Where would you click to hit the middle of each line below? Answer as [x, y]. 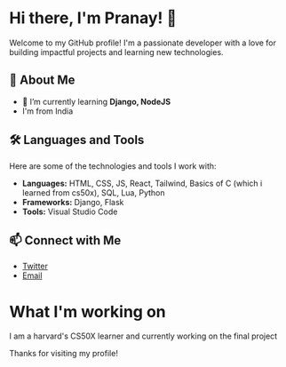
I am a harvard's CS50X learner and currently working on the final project [143, 336]
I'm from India [48, 111]
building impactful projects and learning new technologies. [116, 52]
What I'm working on [87, 311]
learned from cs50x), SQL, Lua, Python [93, 192]
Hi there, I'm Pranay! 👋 [93, 18]
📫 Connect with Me [65, 240]
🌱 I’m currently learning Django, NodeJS [96, 101]
